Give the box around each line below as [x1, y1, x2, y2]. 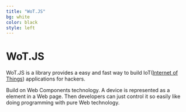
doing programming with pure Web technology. [6, 99, 120, 106]
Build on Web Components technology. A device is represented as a [6, 87, 170, 94]
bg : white [6, 14, 30, 20]
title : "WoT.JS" [6, 8, 46, 15]
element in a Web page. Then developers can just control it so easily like [6, 93, 181, 100]
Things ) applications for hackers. [6, 75, 86, 82]
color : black [6, 19, 38, 25]
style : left [6, 24, 35, 31]
